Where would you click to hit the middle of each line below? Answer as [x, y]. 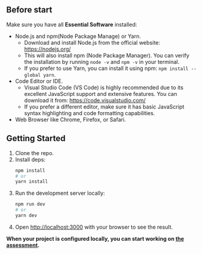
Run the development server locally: [60, 193]
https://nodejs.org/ [47, 49]
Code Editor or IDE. [39, 81]
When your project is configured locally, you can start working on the [95, 238]
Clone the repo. [34, 153]
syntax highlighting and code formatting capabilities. [90, 113]
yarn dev [26, 215]
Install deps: [30, 159]
